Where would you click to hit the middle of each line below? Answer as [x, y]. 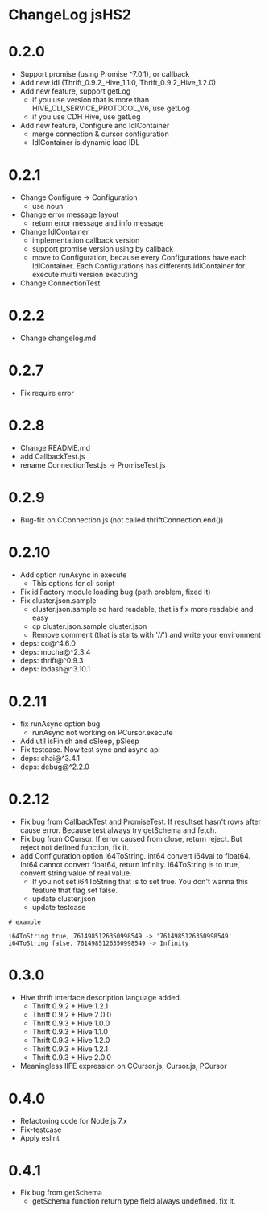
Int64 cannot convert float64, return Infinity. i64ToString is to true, [130, 864]
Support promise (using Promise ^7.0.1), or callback [105, 74]
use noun [48, 206]
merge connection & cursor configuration [100, 134]
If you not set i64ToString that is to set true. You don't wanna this [140, 881]
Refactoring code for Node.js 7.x [73, 1120]
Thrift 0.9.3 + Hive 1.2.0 [71, 1040]
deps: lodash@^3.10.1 [55, 669]
